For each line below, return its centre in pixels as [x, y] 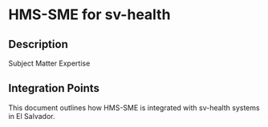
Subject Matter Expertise [49, 63]
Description [38, 44]
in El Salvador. [32, 116]
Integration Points [54, 88]
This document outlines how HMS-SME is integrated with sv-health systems [134, 107]
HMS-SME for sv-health [89, 15]
